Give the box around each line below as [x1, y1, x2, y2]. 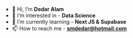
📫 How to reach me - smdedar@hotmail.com [11, 25, 127, 32]
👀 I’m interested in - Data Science [11, 12, 96, 19]
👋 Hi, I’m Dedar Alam [11, 6, 64, 12]
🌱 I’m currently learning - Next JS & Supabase [11, 18, 127, 25]
